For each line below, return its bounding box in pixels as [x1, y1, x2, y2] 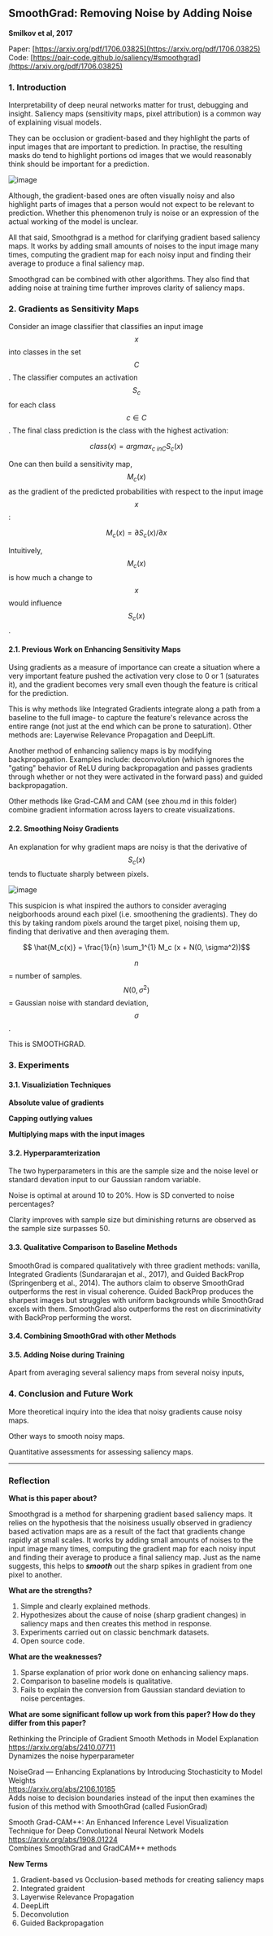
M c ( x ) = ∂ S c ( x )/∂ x [106, 527, 167, 539]
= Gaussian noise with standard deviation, [8, 998, 149, 1008]
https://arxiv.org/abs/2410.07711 [8, 1742, 116, 1752]
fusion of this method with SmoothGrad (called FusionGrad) [8, 1801, 208, 1811]
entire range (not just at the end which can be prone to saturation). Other [8, 721, 253, 732]
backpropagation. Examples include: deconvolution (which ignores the [8, 755, 245, 764]
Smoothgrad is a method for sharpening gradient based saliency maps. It [8, 1509, 253, 1519]
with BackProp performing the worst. [8, 1312, 132, 1322]
